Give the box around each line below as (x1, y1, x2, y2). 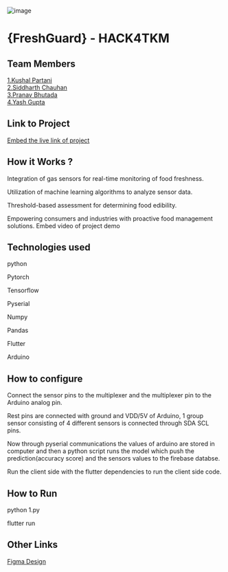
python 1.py (7, 506, 40, 514)
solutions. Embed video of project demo (7, 221, 120, 230)
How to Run (7, 487, 58, 499)
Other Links (7, 539, 58, 551)
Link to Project (7, 118, 70, 130)
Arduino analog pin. (7, 399, 63, 407)
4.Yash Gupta (7, 98, 45, 106)
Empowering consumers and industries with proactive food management (7, 214, 213, 223)
